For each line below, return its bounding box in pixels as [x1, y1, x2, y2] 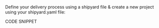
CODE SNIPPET [5, 19, 37, 24]
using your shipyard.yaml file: [5, 9, 66, 15]
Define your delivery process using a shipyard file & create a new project [5, 4, 154, 10]
